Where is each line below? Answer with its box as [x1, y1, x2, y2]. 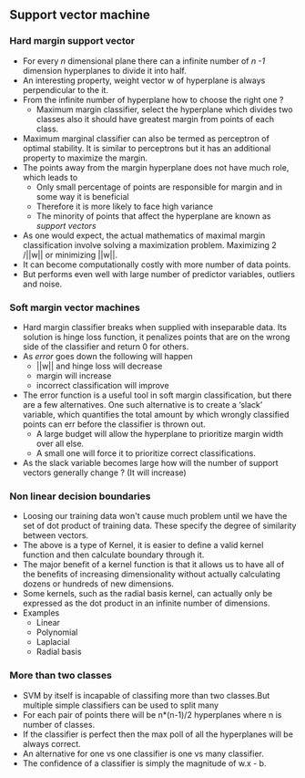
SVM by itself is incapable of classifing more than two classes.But [22, 690, 270, 700]
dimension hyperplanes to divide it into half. [22, 65, 187, 76]
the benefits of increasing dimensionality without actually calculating [22, 569, 280, 580]
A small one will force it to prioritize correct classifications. [36, 447, 257, 459]
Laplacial [36, 637, 70, 648]
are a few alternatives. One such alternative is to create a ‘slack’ [22, 399, 263, 410]
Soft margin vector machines [9, 301, 141, 314]
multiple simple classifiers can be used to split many [22, 700, 219, 711]
